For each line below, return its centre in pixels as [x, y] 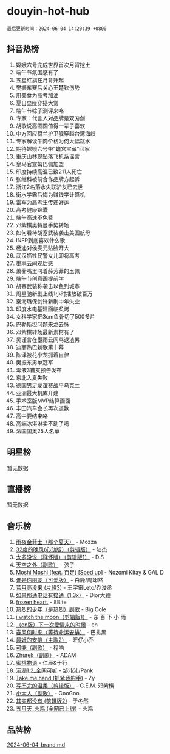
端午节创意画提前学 [40, 278]
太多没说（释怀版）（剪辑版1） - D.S [60, 557]
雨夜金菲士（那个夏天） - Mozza [56, 542]
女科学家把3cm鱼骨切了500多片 [56, 316]
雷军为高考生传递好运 [42, 202]
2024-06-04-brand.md [36, 745]
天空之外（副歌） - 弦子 [45, 565]
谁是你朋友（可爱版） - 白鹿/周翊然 [59, 580]
